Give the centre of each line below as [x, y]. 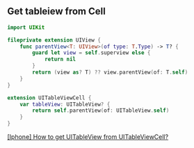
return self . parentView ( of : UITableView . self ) [101, 110]
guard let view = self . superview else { [91, 53]
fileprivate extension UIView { [54, 40]
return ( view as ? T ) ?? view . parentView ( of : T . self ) [110, 72]
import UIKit [26, 27]
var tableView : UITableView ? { [65, 104]
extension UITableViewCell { [49, 98]
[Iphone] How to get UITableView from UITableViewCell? [88, 137]
